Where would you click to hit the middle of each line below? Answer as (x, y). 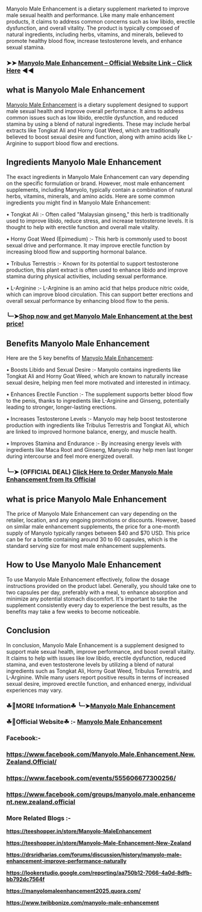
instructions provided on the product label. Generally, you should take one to (101, 585)
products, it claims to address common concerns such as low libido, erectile (101, 21)
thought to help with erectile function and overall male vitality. (83, 227)
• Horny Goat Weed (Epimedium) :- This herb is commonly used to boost (97, 239)
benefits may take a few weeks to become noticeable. (73, 611)
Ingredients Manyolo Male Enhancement (84, 162)
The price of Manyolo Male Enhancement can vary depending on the (92, 514)
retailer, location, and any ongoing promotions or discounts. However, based (101, 520)
